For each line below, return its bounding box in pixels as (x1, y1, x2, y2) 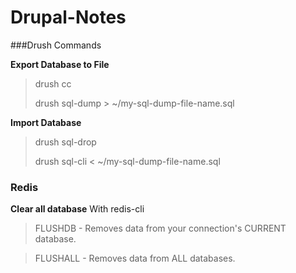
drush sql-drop (34, 136, 97, 148)
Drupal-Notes (10, 6, 127, 29)
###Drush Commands (10, 39, 102, 51)
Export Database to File (10, 58, 110, 70)
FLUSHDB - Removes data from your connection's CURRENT (34, 222, 287, 235)
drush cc (34, 77, 72, 90)
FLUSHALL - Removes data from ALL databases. (34, 252, 236, 265)
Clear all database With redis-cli (10, 203, 145, 215)
